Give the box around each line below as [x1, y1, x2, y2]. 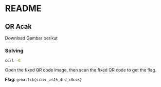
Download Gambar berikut [5, 35, 58, 41]
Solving [5, 47, 24, 54]
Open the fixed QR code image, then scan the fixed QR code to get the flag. [5, 67, 157, 73]
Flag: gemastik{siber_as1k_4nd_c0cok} [5, 76, 82, 83]
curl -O [5, 58, 21, 63]
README [5, 3, 42, 14]
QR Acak [5, 22, 32, 31]
